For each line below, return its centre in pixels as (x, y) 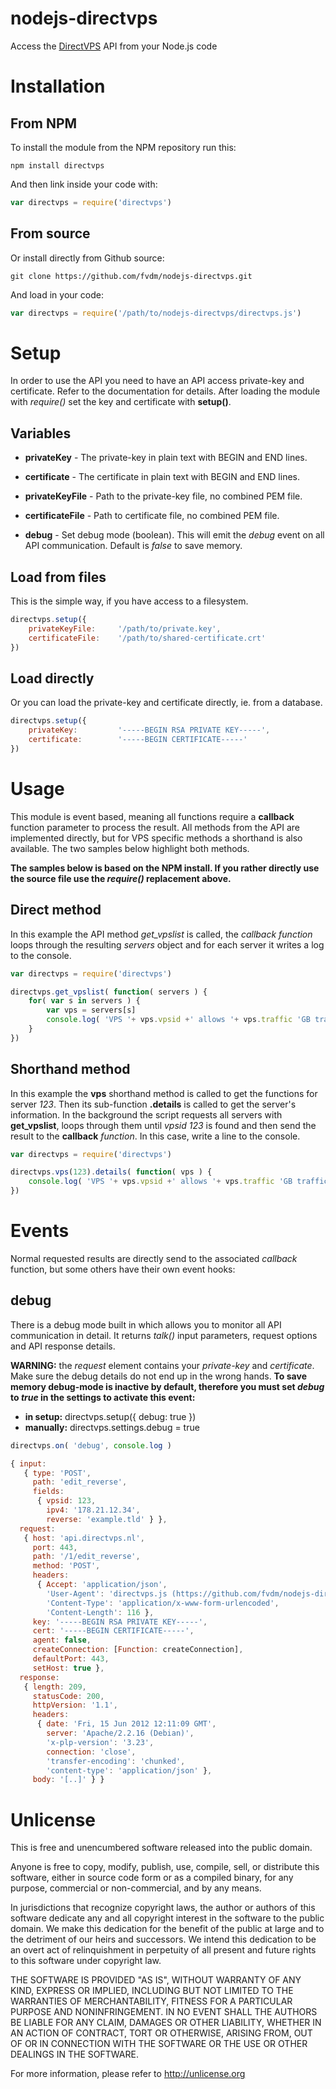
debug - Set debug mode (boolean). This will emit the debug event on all (174, 535)
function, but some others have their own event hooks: (123, 1269)
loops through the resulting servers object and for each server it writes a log (167, 944)
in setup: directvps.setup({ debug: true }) (110, 1416)
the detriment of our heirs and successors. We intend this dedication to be (163, 1939)
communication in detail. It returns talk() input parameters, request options (164, 1335)
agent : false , (62, 1640)
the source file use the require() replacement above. (121, 878)
